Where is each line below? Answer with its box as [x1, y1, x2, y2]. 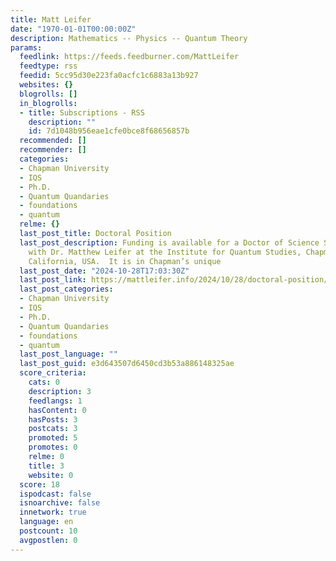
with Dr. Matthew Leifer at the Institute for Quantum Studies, [28, 247, 302, 257]
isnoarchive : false [19, 498, 101, 508]
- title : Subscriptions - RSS [19, 107, 145, 118]
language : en [19, 517, 74, 527]
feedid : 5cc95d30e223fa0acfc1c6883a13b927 [19, 71, 199, 81]
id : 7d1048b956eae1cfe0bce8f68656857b [28, 126, 190, 136]
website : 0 [28, 470, 74, 480]
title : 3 [28, 461, 65, 471]
